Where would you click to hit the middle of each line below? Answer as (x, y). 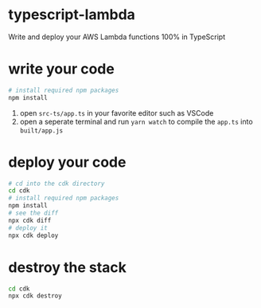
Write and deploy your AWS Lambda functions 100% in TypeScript (117, 37)
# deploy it (28, 228)
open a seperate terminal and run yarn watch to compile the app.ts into (136, 121)
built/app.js (41, 130)
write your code (62, 69)
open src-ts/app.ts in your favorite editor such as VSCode (117, 113)
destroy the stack (68, 267)
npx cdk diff (30, 220)
